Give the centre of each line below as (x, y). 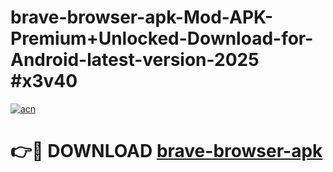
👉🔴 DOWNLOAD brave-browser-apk (166, 151)
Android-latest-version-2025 (135, 60)
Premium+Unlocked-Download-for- (162, 38)
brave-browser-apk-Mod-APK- (142, 17)
